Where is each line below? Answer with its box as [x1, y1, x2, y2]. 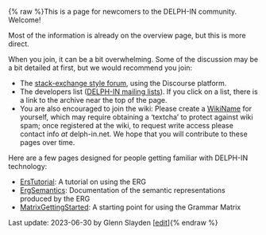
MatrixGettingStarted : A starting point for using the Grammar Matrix [19, 202, 241, 212]
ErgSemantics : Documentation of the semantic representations [19, 186, 226, 194]
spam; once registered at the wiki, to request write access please [19, 121, 234, 130]
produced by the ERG [19, 194, 91, 203]
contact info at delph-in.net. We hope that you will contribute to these [19, 129, 248, 139]
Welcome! [8, 15, 41, 25]
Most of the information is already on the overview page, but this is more [8, 31, 246, 40]
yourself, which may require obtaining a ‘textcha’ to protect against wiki [19, 112, 253, 122]
